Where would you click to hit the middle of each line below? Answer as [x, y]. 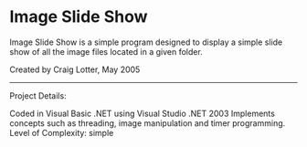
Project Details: [38, 95]
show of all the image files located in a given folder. [106, 51]
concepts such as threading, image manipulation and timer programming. [148, 123]
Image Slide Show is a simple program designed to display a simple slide [146, 42]
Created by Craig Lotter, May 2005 [75, 69]
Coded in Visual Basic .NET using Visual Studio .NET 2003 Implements [143, 113]
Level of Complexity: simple [62, 132]
